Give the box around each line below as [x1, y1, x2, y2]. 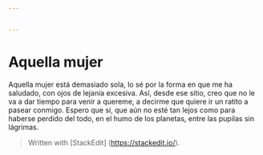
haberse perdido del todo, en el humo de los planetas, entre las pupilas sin [8, 113, 255, 123]
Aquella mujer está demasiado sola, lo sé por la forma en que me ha [8, 80, 233, 89]
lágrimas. [8, 122, 39, 132]
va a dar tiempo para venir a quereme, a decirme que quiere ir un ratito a [8, 96, 249, 106]
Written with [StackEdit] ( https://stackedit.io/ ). [27, 137, 180, 147]
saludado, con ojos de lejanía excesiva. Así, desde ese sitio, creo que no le [8, 88, 255, 97]
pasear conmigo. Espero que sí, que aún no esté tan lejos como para [8, 105, 236, 115]
